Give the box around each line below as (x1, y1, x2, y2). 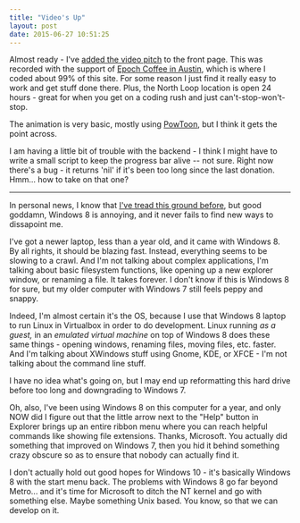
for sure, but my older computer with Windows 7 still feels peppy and (9, 283, 263, 295)
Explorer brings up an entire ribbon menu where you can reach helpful (9, 421, 268, 432)
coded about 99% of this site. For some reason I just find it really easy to (9, 73, 277, 84)
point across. (9, 129, 58, 139)
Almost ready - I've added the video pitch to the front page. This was (9, 55, 263, 65)
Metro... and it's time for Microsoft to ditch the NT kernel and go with (9, 486, 262, 497)
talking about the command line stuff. (9, 359, 146, 369)
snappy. (9, 293, 38, 304)
